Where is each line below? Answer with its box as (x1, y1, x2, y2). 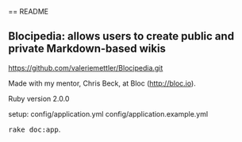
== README (8, 7, 49, 16)
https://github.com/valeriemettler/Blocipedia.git (8, 63, 163, 72)
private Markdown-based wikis (8, 42, 167, 56)
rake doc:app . (8, 125, 61, 134)
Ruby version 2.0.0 (8, 94, 70, 103)
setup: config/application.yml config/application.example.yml (8, 109, 209, 118)
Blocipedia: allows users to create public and (8, 29, 235, 43)
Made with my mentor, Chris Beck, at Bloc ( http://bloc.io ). (8, 79, 196, 88)
